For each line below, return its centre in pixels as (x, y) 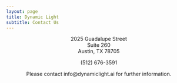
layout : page (22, 11)
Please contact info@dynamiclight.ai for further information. (99, 74)
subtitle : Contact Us (33, 22)
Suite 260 (99, 45)
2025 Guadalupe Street (99, 39)
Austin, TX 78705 (99, 51)
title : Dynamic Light (33, 17)
